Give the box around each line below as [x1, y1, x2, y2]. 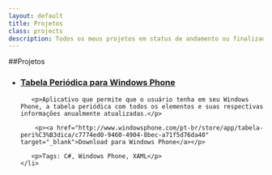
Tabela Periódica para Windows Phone [19, 77, 176, 88]
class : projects [8, 27, 63, 35]
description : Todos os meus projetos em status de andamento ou [8, 34, 230, 43]
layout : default [8, 11, 63, 20]
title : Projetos [8, 19, 63, 28]
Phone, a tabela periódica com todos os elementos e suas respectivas [19, 102, 264, 110]
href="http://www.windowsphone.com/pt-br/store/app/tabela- [56, 123, 264, 132]
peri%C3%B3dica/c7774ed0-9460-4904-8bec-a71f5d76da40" [19, 130, 210, 139]
